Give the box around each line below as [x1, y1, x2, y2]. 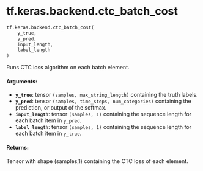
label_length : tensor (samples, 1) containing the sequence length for [15, 124, 191, 131]
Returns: [6, 144, 29, 151]
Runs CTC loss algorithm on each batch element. [6, 64, 130, 71]
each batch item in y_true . [15, 130, 82, 138]
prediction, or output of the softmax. [15, 104, 107, 111]
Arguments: [6, 77, 38, 85]
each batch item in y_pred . [15, 117, 82, 124]
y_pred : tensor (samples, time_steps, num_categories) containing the [15, 97, 191, 105]
